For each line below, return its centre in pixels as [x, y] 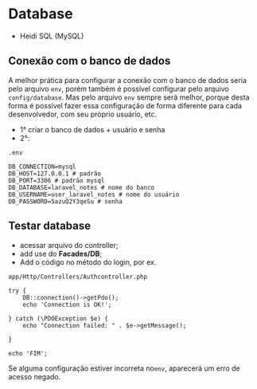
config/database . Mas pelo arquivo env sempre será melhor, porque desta [129, 97]
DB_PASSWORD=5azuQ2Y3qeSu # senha [66, 201]
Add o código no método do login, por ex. [88, 262]
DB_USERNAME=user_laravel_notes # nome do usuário [94, 194]
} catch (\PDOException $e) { [58, 318]
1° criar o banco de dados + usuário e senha [92, 129]
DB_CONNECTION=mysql [43, 167]
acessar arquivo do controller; [69, 245]
